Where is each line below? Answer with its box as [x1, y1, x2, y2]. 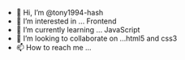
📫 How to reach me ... [15, 43, 92, 52]
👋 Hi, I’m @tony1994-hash [15, 8, 104, 17]
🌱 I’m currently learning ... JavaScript [15, 25, 140, 34]
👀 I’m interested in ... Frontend [15, 16, 117, 26]
